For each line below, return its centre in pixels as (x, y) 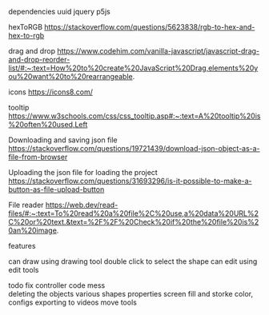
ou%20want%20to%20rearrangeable (71, 76)
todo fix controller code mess (57, 285)
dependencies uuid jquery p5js (59, 12)
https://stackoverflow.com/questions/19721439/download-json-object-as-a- (134, 148)
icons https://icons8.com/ (51, 92)
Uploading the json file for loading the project (83, 172)
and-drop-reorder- (39, 60)
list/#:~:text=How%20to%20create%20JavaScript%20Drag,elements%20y (133, 68)
